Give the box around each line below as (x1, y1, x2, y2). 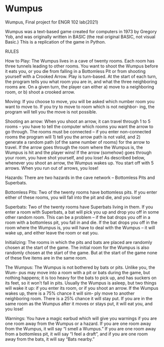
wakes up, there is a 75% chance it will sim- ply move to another (5, 290, 135, 296)
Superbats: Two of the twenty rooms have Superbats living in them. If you (5, 204, 153, 210)
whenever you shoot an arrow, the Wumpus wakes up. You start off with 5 (5, 160, 154, 166)
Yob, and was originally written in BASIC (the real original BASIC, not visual (5, 34, 155, 40)
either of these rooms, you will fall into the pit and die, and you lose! (5, 194, 142, 200)
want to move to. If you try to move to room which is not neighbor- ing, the (5, 104, 155, 109)
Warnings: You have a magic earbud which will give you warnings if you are (5, 315, 157, 321)
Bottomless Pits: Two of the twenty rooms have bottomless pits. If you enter (5, 189, 158, 195)
